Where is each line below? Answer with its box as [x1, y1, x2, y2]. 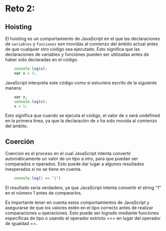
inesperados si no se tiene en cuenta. [5, 166, 82, 172]
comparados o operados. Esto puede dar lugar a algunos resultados [5, 161, 145, 167]
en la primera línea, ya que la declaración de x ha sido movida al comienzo [5, 118, 158, 124]
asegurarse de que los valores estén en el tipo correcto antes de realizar [5, 205, 154, 211]
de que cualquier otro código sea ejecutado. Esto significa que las [5, 46, 140, 52]
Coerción [5, 137, 34, 146]
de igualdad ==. [5, 221, 38, 227]
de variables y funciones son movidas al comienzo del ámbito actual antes [5, 41, 159, 47]
